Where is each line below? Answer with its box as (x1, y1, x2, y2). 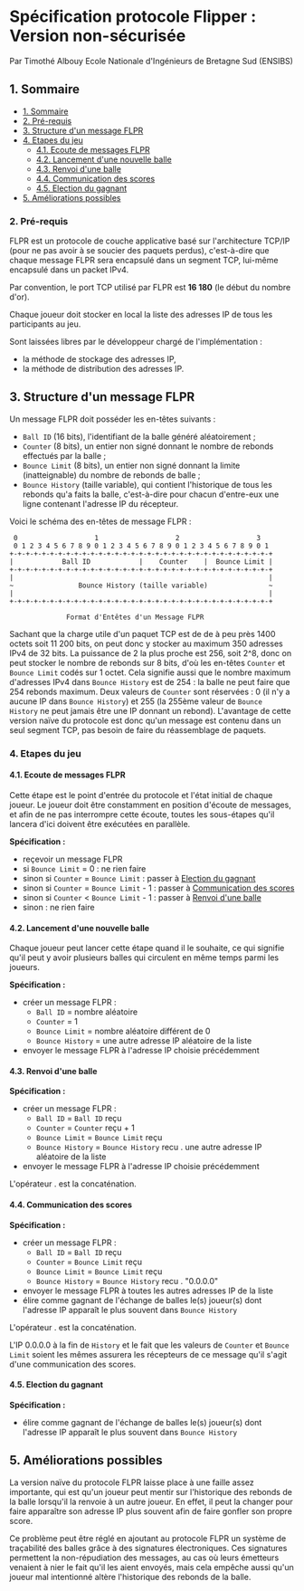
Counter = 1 (35, 1016, 79, 1027)
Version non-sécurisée (9, 25, 186, 46)
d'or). (9, 291, 30, 302)
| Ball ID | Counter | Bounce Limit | (9, 557, 273, 567)
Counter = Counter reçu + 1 (35, 1122, 136, 1133)
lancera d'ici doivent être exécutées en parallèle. (9, 818, 191, 829)
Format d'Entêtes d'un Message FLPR (66, 613, 204, 622)
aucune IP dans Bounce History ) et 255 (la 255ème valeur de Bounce (9, 695, 262, 707)
